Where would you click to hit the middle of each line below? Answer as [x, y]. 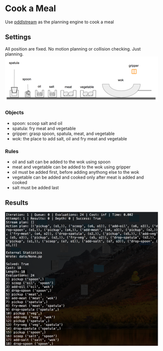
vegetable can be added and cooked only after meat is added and [78, 177]
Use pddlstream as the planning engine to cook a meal [59, 22]
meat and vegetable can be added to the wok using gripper [71, 167]
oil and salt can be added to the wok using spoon [61, 162]
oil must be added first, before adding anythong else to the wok [75, 172]
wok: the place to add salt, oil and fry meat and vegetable [70, 138]
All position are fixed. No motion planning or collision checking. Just [73, 49]
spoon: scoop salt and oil [37, 123]
